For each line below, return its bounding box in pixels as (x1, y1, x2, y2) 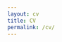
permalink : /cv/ (7, 23, 55, 31)
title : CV (7, 17, 37, 24)
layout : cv (7, 10, 39, 18)
